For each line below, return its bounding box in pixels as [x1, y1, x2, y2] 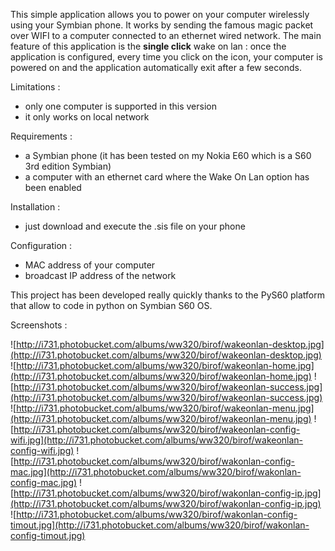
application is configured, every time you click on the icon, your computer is [10, 51, 323, 63]
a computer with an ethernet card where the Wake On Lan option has [24, 171, 310, 183]
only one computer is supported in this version [24, 100, 217, 112]
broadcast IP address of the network [24, 270, 177, 281]
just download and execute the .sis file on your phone [24, 220, 246, 232]
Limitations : [10, 81, 61, 93]
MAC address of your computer [24, 259, 156, 271]
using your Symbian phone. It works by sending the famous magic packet [10, 19, 314, 31]
